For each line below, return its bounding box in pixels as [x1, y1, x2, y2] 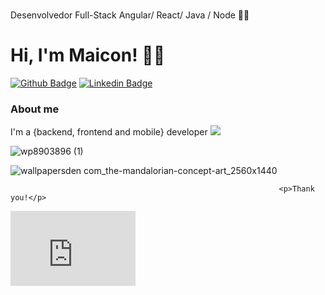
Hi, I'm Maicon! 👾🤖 [10, 44, 166, 67]
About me [10, 102, 60, 116]
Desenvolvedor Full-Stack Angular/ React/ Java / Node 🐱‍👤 [10, 9, 250, 21]
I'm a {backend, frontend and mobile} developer [10, 126, 208, 138]
